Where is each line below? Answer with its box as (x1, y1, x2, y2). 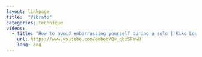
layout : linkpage (6, 8, 50, 15)
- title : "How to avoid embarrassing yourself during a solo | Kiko (11, 31, 187, 37)
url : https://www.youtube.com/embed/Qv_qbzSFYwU (17, 36, 141, 42)
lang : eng (17, 42, 42, 48)
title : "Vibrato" (6, 14, 52, 20)
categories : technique (6, 20, 63, 26)
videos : (6, 25, 26, 31)
